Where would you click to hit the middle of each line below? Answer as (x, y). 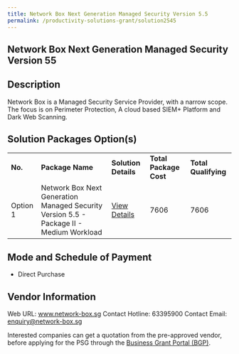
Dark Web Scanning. (37, 117)
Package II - (62, 223)
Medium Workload (71, 232)
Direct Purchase (41, 274)
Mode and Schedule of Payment (80, 257)
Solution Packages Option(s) (72, 139)
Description (34, 85)
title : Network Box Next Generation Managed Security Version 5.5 (108, 14)
